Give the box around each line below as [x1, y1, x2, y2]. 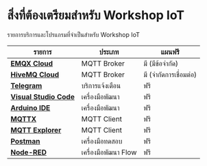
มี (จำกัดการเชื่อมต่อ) [143, 70, 197, 79]
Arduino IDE [10, 103, 51, 113]
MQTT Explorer [10, 125, 62, 135]
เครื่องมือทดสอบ [81, 136, 123, 146]
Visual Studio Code [10, 92, 75, 101]
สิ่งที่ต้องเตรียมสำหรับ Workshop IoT [7, 8, 185, 23]
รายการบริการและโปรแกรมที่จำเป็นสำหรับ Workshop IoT [7, 30, 141, 38]
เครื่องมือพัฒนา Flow [81, 148, 137, 157]
